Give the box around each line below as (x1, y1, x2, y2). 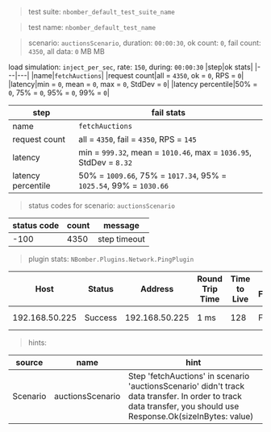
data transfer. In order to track (127, 391, 242, 401)
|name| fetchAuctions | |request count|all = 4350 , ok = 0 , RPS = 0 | (31, 71, 244, 80)
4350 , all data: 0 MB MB (27, 47, 105, 56)
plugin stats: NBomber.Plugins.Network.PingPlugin (27, 254, 194, 264)
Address (140, 284, 174, 294)
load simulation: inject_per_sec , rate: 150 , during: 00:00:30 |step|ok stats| (8, 62, 253, 72)
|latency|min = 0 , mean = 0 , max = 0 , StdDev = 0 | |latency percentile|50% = (8, 80, 258, 89)
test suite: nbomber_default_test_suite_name (27, 7, 175, 16)
